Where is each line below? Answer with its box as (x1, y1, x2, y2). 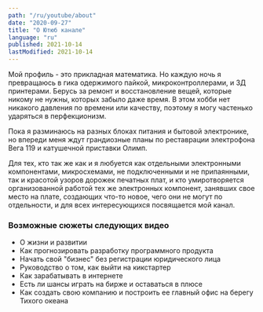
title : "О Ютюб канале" (8, 26, 86, 34)
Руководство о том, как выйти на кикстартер (19, 262, 171, 272)
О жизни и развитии (19, 237, 88, 248)
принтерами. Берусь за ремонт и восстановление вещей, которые (8, 86, 232, 95)
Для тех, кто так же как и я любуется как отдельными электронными (8, 159, 241, 167)
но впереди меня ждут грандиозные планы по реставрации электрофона (8, 135, 255, 144)
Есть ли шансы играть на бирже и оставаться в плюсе (19, 280, 203, 289)
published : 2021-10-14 (8, 41, 82, 49)
